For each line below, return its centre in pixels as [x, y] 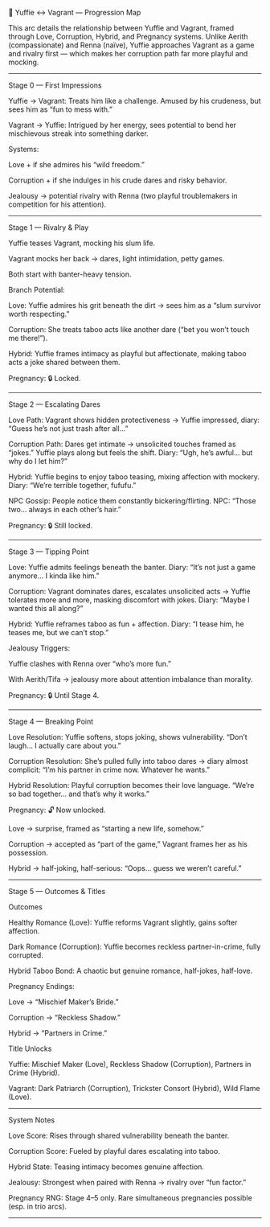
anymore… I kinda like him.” [54, 576]
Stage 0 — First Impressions [55, 85]
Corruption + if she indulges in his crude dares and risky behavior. [118, 180]
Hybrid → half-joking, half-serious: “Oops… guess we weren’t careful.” [125, 868]
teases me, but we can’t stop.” [59, 632]
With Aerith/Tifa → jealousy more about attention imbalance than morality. [131, 679]
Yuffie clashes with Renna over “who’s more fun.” [90, 664]
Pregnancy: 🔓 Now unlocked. [57, 810]
